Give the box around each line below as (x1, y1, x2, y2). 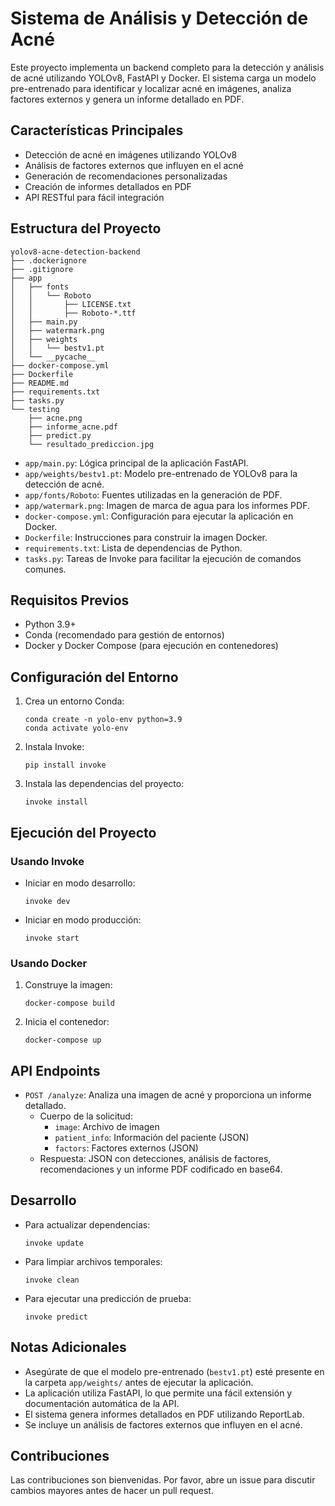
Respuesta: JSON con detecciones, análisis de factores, (39, 1152, 272, 1164)
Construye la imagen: (24, 979, 113, 991)
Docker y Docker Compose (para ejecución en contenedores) (24, 640, 279, 652)
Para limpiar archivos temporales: (24, 1255, 163, 1267)
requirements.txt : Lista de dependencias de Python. (24, 542, 243, 554)
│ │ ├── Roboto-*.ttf (10, 308, 137, 318)
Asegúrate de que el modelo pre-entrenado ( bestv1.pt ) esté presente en (24, 1365, 325, 1377)
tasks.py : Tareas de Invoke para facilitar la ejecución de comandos (24, 552, 302, 564)
